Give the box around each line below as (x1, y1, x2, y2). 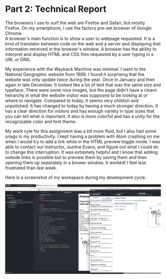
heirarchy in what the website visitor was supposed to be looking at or (5, 92, 148, 98)
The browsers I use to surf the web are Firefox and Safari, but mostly (5, 20, 145, 26)
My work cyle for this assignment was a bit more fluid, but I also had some (5, 128, 157, 134)
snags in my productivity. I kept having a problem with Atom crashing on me (5, 133, 160, 139)
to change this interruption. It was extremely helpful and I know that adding (5, 149, 158, 155)
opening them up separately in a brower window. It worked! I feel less (5, 159, 147, 165)
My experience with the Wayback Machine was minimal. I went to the (5, 66, 146, 72)
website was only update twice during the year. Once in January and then (5, 77, 156, 82)
